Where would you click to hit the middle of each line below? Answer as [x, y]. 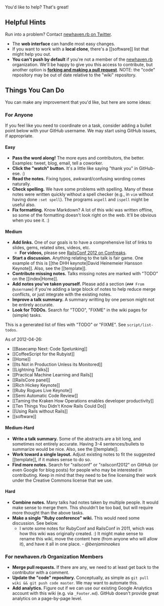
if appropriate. [19, 136]
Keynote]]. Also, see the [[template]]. [49, 268]
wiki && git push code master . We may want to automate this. [75, 583]
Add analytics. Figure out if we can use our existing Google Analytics [82, 588]
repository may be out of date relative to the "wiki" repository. [74, 75]
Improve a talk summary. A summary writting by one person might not [83, 300]
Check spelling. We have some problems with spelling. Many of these [83, 189]
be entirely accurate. [33, 305]
